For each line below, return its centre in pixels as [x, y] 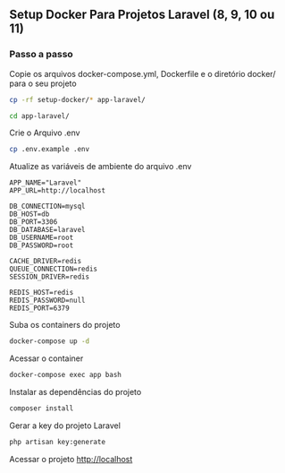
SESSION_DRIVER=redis [50, 277]
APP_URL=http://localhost [57, 191]
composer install [42, 408]
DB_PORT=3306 [34, 222]
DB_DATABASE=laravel [48, 230]
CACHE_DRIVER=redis [46, 262]
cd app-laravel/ [39, 116]
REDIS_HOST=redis [42, 293]
